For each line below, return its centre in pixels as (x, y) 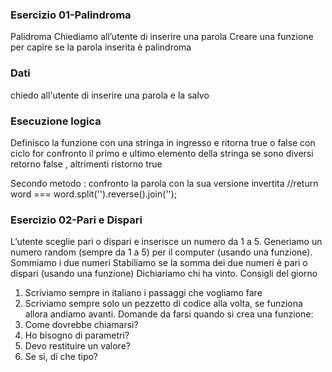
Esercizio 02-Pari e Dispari (76, 220)
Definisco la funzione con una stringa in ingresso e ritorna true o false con (163, 142)
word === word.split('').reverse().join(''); (94, 194)
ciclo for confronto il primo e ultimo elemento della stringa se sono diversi (162, 153)
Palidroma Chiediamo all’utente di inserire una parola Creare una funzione (162, 37)
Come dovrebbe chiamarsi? (81, 325)
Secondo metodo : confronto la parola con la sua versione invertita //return (164, 183)
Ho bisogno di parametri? (77, 335)
